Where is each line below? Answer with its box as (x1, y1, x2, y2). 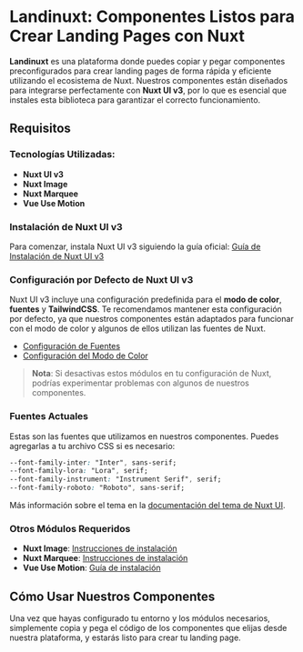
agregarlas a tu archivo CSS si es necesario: (9, 440, 176, 451)
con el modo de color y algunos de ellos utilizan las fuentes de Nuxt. (9, 323, 267, 334)
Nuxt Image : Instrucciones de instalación (22, 543, 177, 554)
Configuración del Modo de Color (22, 350, 148, 361)
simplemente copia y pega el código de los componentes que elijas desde (9, 623, 288, 634)
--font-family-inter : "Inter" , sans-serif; (9, 457, 177, 467)
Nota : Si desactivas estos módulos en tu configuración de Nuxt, (31, 368, 272, 379)
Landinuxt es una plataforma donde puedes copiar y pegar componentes (9, 55, 286, 66)
